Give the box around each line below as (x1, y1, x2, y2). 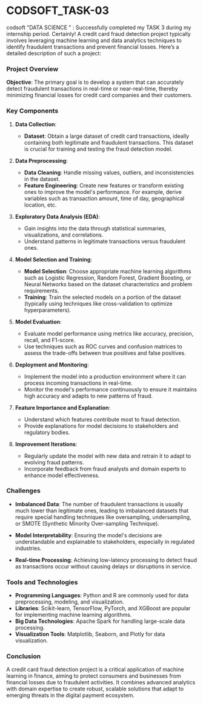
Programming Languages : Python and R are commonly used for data (15, 592, 189, 599)
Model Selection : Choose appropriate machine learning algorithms (24, 267, 191, 275)
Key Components (6, 107, 59, 115)
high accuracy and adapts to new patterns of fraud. (24, 392, 153, 399)
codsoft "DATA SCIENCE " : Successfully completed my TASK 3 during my (6, 24, 191, 31)
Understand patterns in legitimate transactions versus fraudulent (24, 238, 186, 245)
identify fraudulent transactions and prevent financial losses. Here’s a (6, 43, 179, 50)
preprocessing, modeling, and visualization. (15, 598, 124, 605)
